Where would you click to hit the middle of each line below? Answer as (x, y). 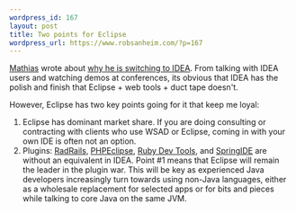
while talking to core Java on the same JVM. (104, 199)
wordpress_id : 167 (44, 18)
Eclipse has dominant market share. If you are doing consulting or (144, 122)
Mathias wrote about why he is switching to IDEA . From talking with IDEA (144, 68)
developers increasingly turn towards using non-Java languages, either (154, 180)
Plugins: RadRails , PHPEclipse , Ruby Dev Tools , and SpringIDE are (144, 151)
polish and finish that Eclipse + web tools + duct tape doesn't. (124, 87)
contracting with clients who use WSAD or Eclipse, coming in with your (154, 132)
